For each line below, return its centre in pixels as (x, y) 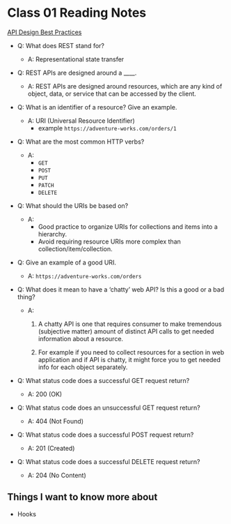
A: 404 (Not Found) (55, 421)
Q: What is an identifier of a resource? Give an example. (97, 107)
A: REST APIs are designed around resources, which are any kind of (125, 86)
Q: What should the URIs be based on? (73, 205)
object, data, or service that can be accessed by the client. (112, 93)
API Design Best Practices (45, 32)
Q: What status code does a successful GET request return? (103, 380)
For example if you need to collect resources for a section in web (131, 352)
